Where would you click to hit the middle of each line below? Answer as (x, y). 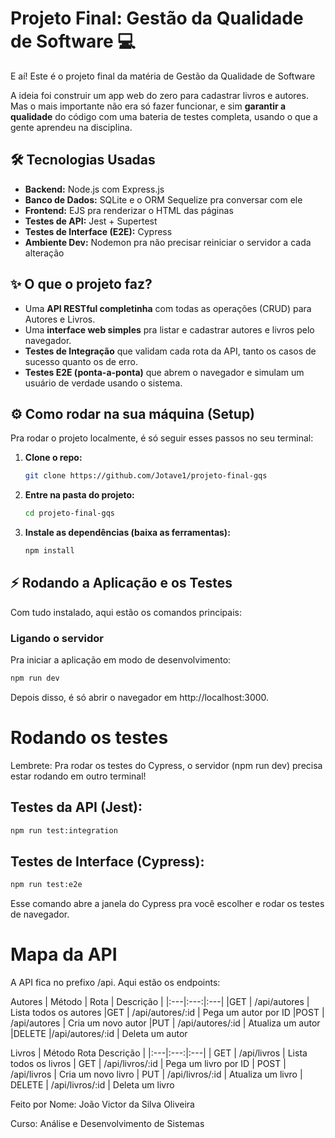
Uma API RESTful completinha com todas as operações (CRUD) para (168, 308)
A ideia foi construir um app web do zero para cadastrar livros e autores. (159, 95)
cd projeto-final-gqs (69, 513)
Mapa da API (64, 954)
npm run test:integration (64, 830)
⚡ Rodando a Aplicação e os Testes (121, 583)
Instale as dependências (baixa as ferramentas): (127, 533)
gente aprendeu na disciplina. (71, 127)
